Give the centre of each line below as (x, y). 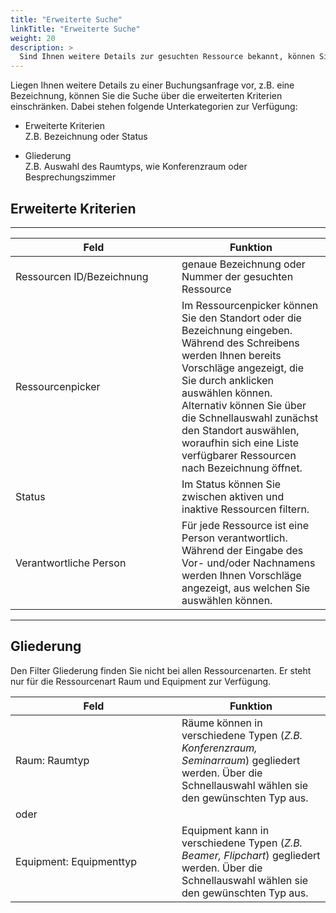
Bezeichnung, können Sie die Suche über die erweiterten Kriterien (146, 96)
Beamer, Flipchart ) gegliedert (251, 855)
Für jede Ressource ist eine (245, 525)
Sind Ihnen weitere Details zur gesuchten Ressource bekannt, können (167, 57)
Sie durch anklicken (227, 380)
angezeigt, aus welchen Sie (246, 588)
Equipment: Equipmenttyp (76, 861)
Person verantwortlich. (234, 538)
